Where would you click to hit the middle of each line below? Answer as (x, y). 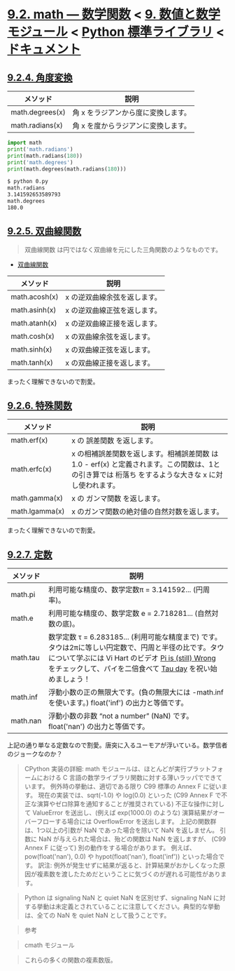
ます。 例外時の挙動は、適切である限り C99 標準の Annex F (116, 786)
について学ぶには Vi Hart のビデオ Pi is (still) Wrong (132, 658)
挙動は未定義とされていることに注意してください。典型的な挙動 (128, 906)
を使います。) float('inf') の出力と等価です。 (118, 703)
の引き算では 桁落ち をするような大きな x (139, 475)
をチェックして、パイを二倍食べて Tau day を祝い (129, 669)
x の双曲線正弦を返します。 (110, 349)
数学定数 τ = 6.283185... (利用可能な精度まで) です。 (135, 637)
